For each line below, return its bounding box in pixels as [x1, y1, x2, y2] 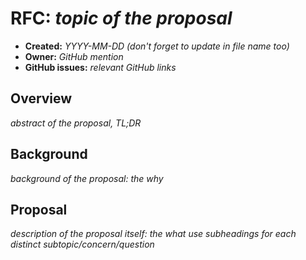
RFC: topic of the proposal [10, 7, 233, 30]
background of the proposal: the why [10, 172, 164, 184]
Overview [10, 90, 73, 107]
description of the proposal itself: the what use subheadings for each [10, 228, 297, 240]
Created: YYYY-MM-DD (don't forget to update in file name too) [24, 40, 290, 52]
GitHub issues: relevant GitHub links [24, 61, 177, 73]
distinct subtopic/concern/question [10, 238, 155, 251]
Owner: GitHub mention [24, 50, 124, 62]
